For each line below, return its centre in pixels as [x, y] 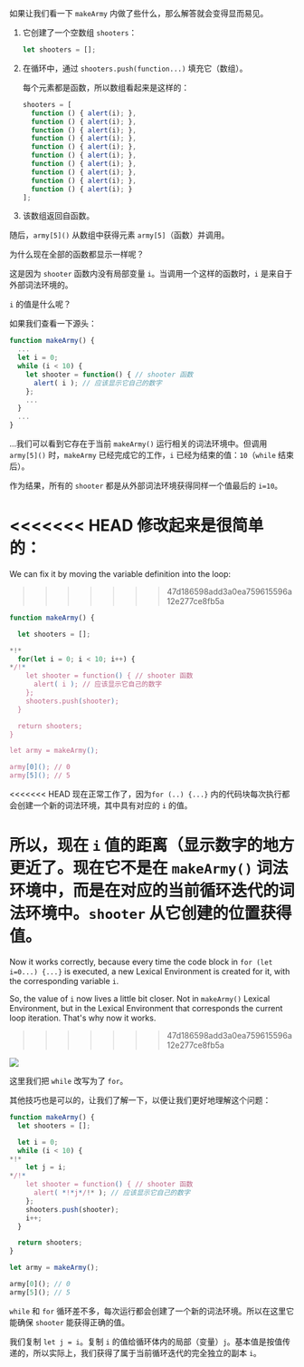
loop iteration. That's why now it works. [83, 1018]
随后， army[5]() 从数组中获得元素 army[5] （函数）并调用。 [119, 235]
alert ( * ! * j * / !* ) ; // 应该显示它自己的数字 [112, 1193]
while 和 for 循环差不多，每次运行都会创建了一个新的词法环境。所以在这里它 [152, 1311]
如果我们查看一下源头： [53, 324]
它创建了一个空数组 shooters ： [80, 33]
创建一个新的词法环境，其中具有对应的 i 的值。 [104, 806]
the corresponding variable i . [64, 981]
